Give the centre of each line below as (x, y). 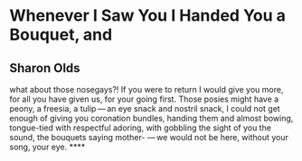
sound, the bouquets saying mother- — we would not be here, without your (149, 137)
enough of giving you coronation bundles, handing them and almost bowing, (151, 118)
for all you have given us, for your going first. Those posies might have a (144, 99)
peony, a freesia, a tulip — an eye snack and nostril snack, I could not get (145, 108)
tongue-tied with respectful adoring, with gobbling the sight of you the (140, 128)
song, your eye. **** (47, 147)
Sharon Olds (45, 68)
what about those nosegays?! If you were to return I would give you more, (146, 89)
